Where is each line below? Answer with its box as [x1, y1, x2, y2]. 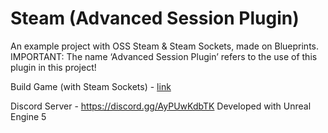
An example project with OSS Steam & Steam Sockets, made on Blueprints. [10, 40, 320, 52]
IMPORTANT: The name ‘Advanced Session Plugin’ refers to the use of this [10, 50, 318, 62]
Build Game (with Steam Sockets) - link [10, 80, 172, 92]
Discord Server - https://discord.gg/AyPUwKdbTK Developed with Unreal [10, 100, 312, 112]
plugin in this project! [10, 61, 97, 73]
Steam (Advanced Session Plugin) [10, 7, 300, 30]
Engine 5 [10, 110, 47, 122]
